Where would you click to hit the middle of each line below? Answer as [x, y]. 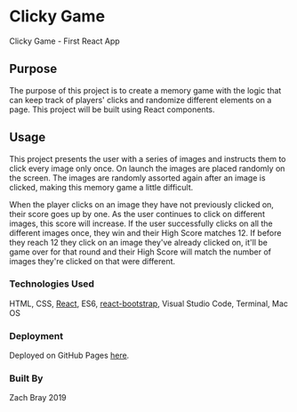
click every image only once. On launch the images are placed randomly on [147, 168]
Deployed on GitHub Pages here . [69, 355]
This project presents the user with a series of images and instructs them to [148, 158]
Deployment [36, 335]
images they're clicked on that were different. [92, 261]
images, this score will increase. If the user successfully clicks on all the [141, 223]
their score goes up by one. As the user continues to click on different [137, 214]
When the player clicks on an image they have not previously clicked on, [141, 204]
